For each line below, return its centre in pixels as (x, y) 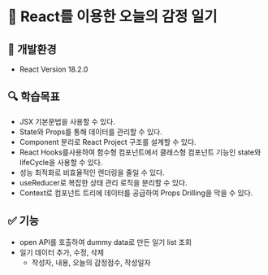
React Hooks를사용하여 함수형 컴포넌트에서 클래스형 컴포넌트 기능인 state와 (140, 152)
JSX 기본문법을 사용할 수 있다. (67, 121)
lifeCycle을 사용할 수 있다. (61, 162)
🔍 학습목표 (34, 97)
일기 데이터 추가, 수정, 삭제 (62, 252)
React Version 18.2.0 (54, 69)
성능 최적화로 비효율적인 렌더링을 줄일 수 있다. (92, 172)
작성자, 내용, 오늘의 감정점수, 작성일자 (91, 262)
